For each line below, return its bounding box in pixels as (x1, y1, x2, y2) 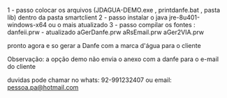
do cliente (7, 63, 36, 70)
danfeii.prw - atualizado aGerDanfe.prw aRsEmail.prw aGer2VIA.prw (7, 28, 205, 36)
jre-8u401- (168, 13, 200, 22)
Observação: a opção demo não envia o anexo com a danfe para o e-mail (7, 55, 219, 63)
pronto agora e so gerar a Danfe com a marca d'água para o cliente (7, 42, 201, 49)
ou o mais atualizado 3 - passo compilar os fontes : (48, 21, 196, 28)
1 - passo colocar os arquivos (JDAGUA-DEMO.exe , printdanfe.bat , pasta (7, 6, 221, 14)
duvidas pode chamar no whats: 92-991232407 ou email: (7, 76, 173, 84)
